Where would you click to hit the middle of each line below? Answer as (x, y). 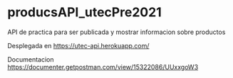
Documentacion (31, 59)
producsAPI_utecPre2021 (84, 12)
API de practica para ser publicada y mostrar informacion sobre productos (116, 32)
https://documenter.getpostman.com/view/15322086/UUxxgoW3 (103, 67)
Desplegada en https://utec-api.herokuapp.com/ (78, 45)
